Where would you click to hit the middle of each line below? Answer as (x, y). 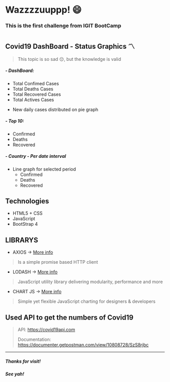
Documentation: (34, 339)
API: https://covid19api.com (46, 330)
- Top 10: (15, 121)
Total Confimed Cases (36, 83)
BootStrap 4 (25, 224)
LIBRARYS (22, 240)
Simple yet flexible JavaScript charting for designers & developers (87, 301)
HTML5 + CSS (28, 213)
